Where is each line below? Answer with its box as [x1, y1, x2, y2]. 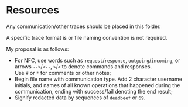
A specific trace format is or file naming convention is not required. [6, 34, 168, 41]
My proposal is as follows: [6, 45, 69, 53]
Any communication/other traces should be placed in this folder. [6, 23, 161, 30]
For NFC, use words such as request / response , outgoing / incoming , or [14, 57, 180, 64]
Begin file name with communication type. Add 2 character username [14, 75, 183, 82]
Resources [6, 4, 60, 17]
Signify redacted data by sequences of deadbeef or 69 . [14, 94, 146, 101]
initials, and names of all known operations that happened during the [14, 81, 180, 88]
